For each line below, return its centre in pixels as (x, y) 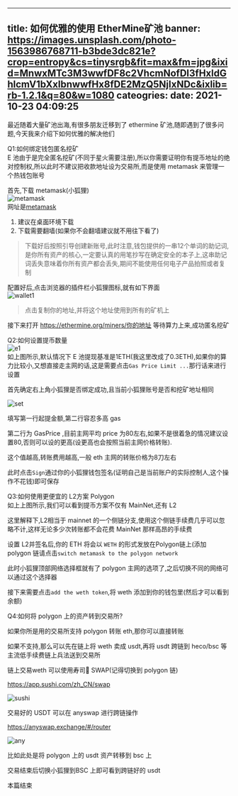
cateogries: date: (155, 95)
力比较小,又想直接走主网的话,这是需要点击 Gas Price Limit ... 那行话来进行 (117, 365)
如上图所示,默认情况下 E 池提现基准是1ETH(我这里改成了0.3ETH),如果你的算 (117, 356)
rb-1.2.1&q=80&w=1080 (61, 95)
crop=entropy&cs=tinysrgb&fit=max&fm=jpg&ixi (118, 62)
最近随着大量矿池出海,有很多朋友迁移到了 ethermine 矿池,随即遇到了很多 (113, 124)
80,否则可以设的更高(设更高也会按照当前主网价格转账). (92, 442)
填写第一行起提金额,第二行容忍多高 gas (64, 418)
